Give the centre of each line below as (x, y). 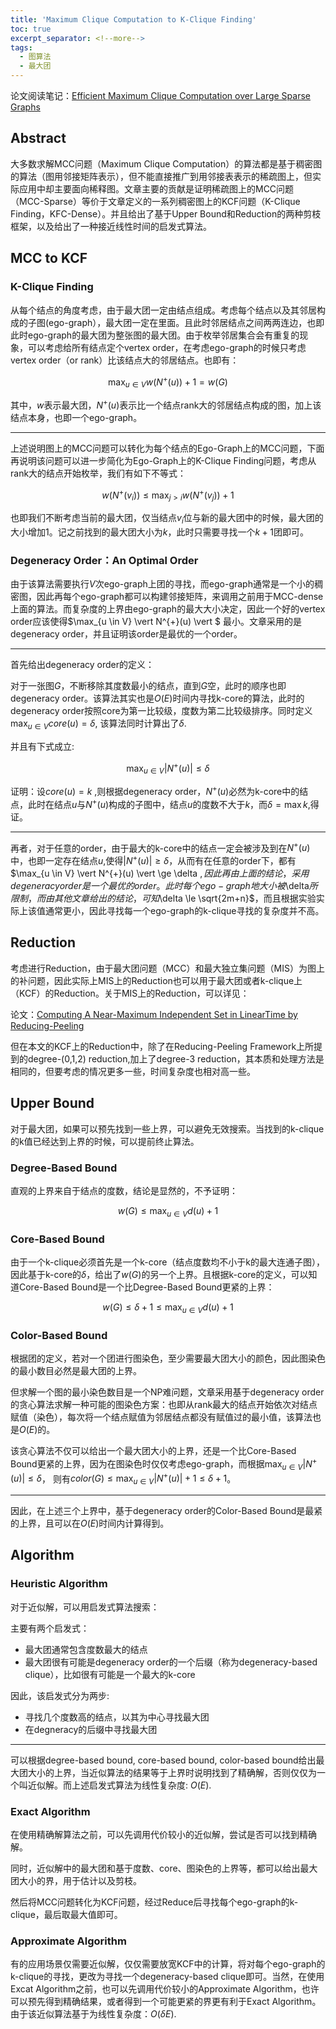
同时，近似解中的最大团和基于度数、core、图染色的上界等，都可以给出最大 (164, 1868)
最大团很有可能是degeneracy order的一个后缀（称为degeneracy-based (171, 1662)
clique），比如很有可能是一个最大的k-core (110, 1674)
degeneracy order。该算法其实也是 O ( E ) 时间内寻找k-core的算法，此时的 (157, 698)
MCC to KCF (49, 258)
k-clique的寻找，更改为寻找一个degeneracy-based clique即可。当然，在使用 (167, 1977)
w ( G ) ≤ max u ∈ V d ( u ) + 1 (168, 1211)
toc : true (31, 29)
